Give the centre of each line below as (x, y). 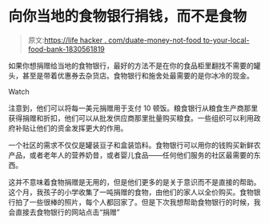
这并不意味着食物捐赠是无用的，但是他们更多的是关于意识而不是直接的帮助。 (134, 182)
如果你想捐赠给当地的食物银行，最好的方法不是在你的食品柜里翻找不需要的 (131, 66)
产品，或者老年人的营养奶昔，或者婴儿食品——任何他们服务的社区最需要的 (131, 155)
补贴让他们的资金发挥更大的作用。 (71, 128)
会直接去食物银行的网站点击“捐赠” (64, 212)
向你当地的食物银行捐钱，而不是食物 (128, 16)
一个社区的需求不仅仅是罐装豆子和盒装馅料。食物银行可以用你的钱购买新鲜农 (134, 145)
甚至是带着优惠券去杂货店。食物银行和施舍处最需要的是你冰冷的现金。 (138, 75)
